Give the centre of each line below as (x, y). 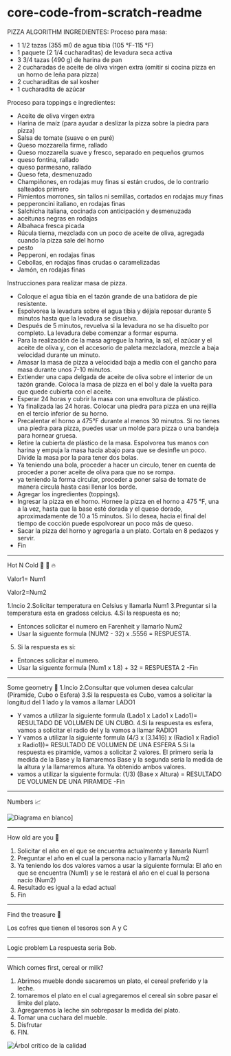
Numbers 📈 (24, 802)
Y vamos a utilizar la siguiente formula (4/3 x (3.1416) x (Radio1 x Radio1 (118, 737)
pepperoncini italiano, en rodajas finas (71, 203)
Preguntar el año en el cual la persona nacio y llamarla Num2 (103, 858)
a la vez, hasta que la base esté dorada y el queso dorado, (100, 509)
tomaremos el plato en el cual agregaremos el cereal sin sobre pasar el (117, 995)
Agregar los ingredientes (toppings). (68, 494)
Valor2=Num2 (27, 592)
